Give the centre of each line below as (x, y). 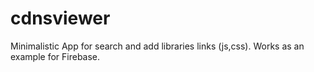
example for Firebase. (55, 56)
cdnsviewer (60, 18)
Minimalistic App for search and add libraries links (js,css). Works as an (157, 46)
